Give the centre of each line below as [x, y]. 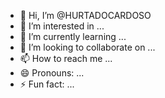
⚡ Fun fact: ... [47, 84]
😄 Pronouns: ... [52, 73]
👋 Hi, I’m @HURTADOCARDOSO [85, 15]
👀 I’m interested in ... [62, 26]
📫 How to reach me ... [66, 58]
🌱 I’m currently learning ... [73, 36]
